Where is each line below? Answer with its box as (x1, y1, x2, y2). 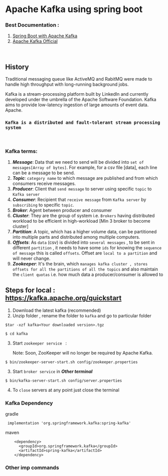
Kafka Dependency (5, 399, 53, 406)
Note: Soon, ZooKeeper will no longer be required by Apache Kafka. (12, 350, 153, 356)
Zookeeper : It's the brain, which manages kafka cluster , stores (12, 260, 148, 266)
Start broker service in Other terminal (12, 368, 93, 374)
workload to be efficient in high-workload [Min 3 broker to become (12, 218, 150, 224)
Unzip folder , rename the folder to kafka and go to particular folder (12, 312, 151, 318)
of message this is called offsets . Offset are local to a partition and (12, 250, 157, 256)
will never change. (12, 255, 51, 261)
